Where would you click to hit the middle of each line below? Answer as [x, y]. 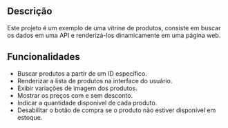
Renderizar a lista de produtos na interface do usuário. [95, 81]
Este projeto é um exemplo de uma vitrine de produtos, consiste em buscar [114, 28]
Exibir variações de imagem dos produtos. [77, 88]
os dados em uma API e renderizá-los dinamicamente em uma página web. [114, 35]
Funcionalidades [44, 57]
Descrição [30, 11]
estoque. [30, 117]
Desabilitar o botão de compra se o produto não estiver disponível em [116, 110]
